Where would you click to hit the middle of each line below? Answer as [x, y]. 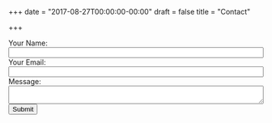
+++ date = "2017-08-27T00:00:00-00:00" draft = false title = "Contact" [130, 12]
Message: [25, 81]
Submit [23, 109]
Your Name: [28, 43]
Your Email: [27, 62]
